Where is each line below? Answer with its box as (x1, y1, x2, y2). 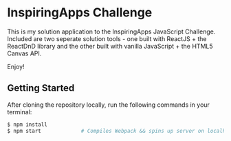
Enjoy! (7, 62, 25, 70)
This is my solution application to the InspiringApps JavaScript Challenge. (7, 27, 216, 36)
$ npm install (7, 121, 48, 128)
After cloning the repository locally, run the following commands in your (7, 101, 210, 109)
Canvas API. (7, 49, 42, 57)
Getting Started (7, 82, 75, 94)
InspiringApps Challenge (7, 5, 153, 21)
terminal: (7, 107, 32, 116)
